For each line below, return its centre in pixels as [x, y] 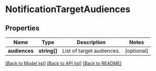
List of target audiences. [91, 51]
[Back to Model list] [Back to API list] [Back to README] [64, 63]
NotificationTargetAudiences [68, 9]
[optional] [136, 51]
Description [91, 42]
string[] [48, 51]
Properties [22, 28]
